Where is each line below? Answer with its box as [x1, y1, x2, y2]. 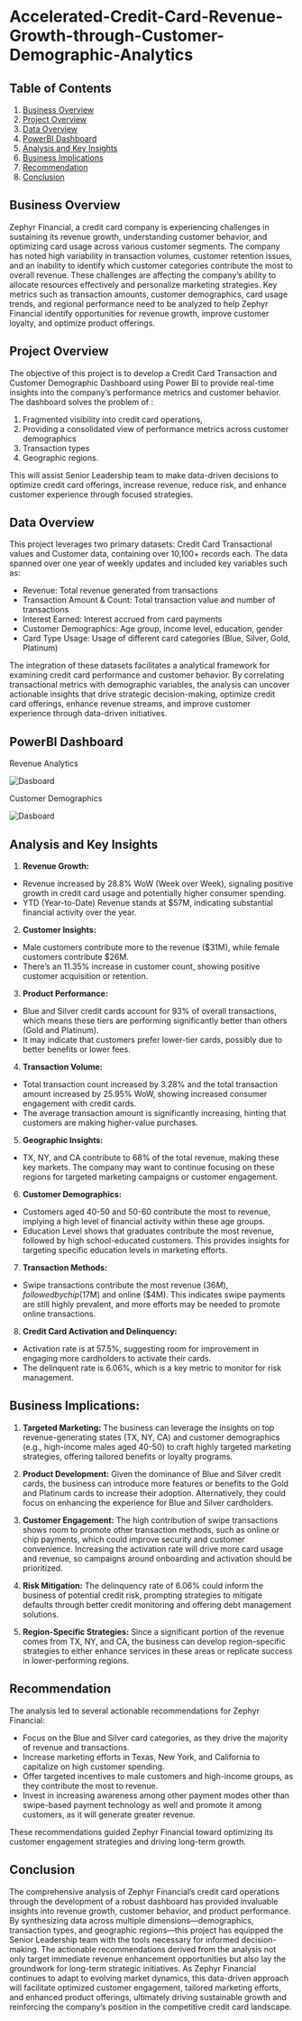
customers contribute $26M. [22, 952, 129, 963]
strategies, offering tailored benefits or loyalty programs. [22, 1451, 233, 1462]
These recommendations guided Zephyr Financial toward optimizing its [9, 1826, 273, 1837]
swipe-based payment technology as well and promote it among [22, 1799, 262, 1810]
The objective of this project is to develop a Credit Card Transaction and [9, 367, 278, 378]
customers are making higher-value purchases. [22, 1117, 198, 1129]
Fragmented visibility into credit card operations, [22, 413, 203, 425]
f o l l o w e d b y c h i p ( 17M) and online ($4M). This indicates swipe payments [22, 1289, 286, 1300]
